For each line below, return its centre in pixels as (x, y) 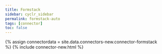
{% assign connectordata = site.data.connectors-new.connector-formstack (81, 42)
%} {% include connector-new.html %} (44, 47)
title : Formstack (23, 10)
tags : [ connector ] (24, 23)
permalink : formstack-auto (33, 19)
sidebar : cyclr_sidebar (29, 14)
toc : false (16, 28)
